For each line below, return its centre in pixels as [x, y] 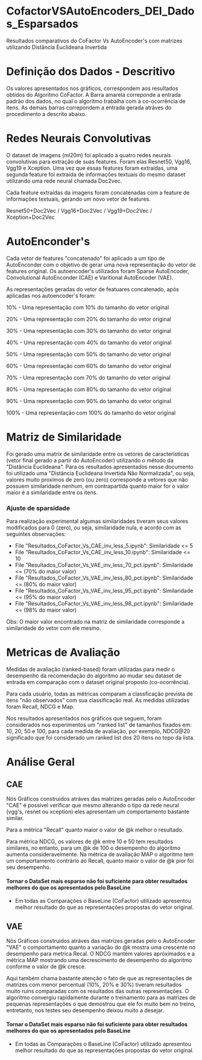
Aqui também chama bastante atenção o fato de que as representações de [99, 978]
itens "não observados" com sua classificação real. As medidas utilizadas [98, 700]
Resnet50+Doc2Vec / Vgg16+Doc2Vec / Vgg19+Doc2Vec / [79, 210]
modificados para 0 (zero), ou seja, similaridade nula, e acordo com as [94, 528]
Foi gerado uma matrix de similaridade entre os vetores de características [98, 454]
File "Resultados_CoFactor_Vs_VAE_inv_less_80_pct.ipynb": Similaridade [104, 578]
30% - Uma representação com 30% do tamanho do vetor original [89, 331]
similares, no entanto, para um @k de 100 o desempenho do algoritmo [93, 848]
